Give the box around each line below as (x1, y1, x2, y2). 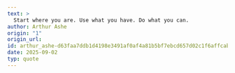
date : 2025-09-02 (7, 49, 58, 56)
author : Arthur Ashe (7, 23, 68, 30)
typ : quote (7, 56, 39, 63)
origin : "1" (7, 29, 42, 37)
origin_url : (7, 36, 42, 43)
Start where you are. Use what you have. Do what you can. (13, 17, 190, 24)
